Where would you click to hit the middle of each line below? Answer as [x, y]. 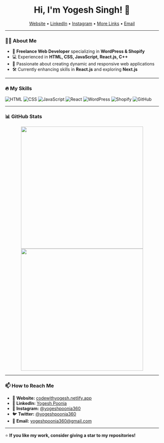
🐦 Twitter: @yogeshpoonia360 [44, 414]
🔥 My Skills [19, 88]
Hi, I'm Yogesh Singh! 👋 [82, 10]
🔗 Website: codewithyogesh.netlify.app [52, 398]
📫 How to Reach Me [30, 385]
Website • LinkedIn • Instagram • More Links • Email [82, 23]
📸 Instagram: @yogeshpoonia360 [46, 409]
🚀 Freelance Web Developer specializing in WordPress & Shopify [78, 51]
